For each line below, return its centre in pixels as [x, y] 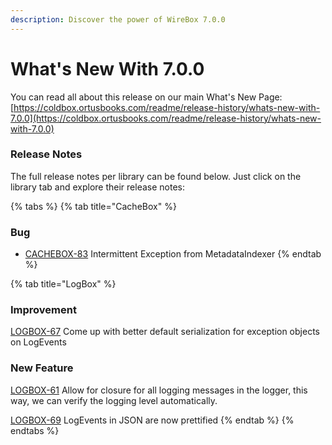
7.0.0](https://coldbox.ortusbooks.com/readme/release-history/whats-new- [166, 118]
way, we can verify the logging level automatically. [114, 400]
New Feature [42, 368]
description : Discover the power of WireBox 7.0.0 [118, 19]
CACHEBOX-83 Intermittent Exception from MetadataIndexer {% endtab [173, 254]
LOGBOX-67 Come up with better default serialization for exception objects [165, 332]
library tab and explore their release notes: [97, 187]
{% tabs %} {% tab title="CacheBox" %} [93, 206]
